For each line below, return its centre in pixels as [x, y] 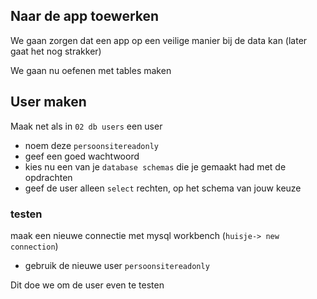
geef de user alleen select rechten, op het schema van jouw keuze [163, 188]
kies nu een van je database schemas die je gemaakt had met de [155, 166]
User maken [48, 102]
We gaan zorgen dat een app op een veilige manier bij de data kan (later [159, 40]
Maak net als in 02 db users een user [86, 126]
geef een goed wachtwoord [82, 156]
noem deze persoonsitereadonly [92, 145]
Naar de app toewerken [85, 16]
